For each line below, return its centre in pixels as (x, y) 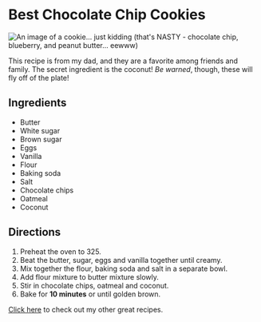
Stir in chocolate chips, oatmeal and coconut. (94, 285)
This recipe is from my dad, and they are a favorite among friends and (123, 61)
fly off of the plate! (39, 78)
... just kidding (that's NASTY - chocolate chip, (162, 37)
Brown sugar (41, 139)
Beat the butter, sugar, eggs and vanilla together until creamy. (121, 260)
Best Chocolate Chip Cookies (107, 15)
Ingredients (38, 103)
